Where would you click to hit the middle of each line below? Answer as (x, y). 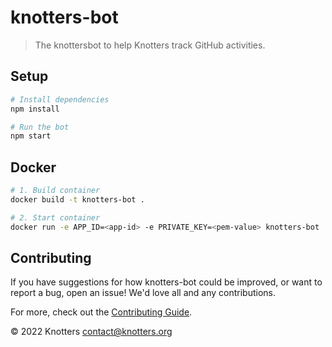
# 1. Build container (55, 191)
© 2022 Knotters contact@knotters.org (91, 332)
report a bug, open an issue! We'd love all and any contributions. (143, 293)
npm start (31, 136)
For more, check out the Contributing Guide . (101, 312)
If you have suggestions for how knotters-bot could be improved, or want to (166, 282)
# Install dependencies (60, 99)
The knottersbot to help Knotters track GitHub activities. (150, 45)
